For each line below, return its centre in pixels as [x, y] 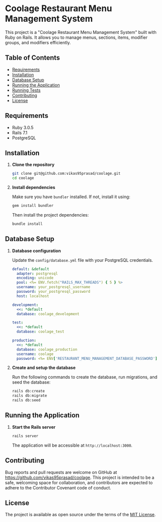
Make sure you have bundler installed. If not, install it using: [71, 197]
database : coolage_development [48, 314]
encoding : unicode [35, 278]
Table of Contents [33, 58]
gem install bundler [33, 206]
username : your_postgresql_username [53, 287]
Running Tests [26, 90]
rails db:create [28, 391]
